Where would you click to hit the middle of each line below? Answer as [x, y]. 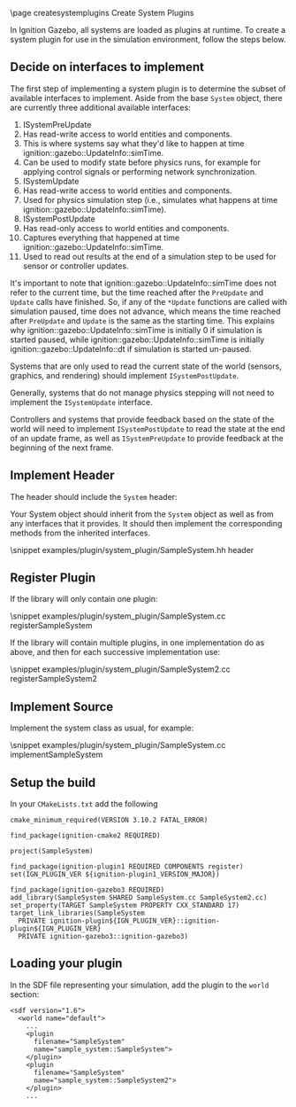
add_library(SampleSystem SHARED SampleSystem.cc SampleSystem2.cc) [139, 898]
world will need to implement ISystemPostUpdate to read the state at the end [148, 428]
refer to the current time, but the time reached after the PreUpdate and [137, 292]
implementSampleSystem [57, 755]
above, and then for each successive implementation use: [115, 652]
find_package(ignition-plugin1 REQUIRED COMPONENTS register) [127, 867]
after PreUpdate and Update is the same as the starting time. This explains [142, 320]
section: [25, 994]
